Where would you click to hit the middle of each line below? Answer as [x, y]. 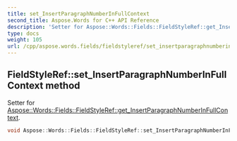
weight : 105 [25, 40]
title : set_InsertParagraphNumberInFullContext [79, 14]
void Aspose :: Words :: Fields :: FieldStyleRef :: [75, 130]
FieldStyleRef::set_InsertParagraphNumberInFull [117, 75]
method [63, 86]
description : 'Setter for [45, 27]
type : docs [23, 33]
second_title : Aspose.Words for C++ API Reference [83, 20]
